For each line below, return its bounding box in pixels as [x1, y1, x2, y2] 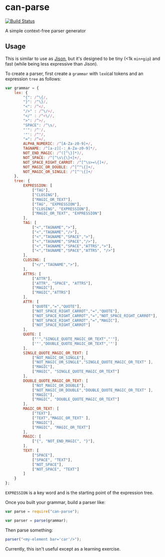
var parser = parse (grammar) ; [5, 518, 68, 523]
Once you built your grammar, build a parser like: [5, 499, 106, 505]
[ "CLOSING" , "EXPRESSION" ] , [31, 206, 91, 211]
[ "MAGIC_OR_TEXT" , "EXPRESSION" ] [31, 211, 101, 216]
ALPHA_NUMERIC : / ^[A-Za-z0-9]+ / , [23, 141, 93, 146]
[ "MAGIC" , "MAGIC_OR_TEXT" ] [31, 424, 91, 430]
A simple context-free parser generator [5, 27, 86, 33]
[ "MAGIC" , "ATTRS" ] [31, 290, 70, 295]
